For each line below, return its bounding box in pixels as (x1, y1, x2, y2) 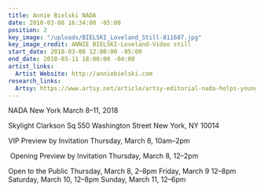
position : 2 (8, 26, 47, 34)
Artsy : (15, 84, 37, 92)
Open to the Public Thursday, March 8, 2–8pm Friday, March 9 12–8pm (8, 166, 236, 176)
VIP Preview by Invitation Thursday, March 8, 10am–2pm (8, 136, 190, 146)
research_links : (8, 77, 61, 85)
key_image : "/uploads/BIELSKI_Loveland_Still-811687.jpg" (8, 33, 202, 42)
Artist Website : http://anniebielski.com (15, 70, 153, 78)
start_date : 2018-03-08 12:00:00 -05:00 (8, 48, 143, 56)
